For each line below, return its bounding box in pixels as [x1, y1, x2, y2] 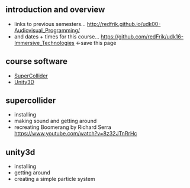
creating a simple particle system [14, 176, 95, 183]
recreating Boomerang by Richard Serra [14, 124, 112, 131]
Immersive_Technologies [14, 39, 75, 46]
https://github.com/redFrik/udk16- [101, 33, 184, 40]
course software [5, 56, 67, 67]
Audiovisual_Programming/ [14, 27, 80, 34]
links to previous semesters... [14, 20, 86, 27]
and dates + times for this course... [14, 33, 100, 40]
